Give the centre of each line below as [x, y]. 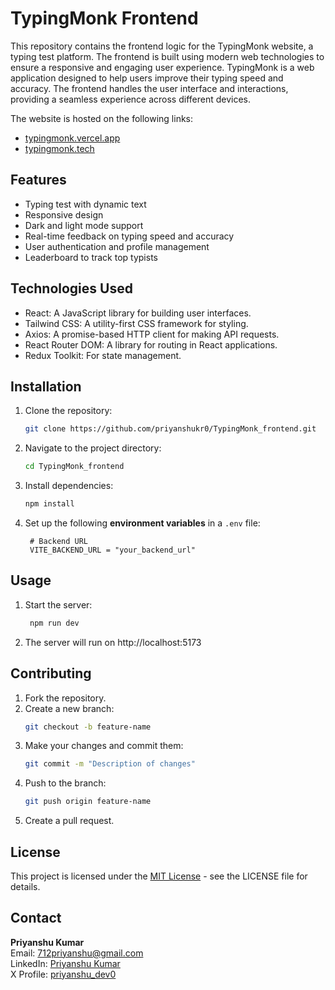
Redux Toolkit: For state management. [103, 355]
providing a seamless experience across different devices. [131, 99]
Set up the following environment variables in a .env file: [142, 523]
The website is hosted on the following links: [102, 118]
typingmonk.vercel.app [72, 138]
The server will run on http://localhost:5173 [113, 642]
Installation [46, 386]
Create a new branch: [69, 708]
